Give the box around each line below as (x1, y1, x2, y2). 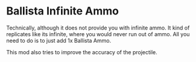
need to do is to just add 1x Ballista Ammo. (6, 37, 112, 44)
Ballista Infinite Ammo (6, 4, 119, 18)
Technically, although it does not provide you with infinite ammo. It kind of (6, 24, 190, 31)
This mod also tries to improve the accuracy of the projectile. (6, 48, 158, 55)
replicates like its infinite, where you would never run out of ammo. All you (6, 30, 190, 37)
